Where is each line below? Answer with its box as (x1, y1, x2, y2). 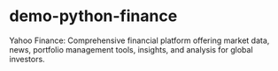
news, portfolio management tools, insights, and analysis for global (9, 44, 254, 54)
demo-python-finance (9, 6, 178, 26)
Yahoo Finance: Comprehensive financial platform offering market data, (9, 35, 270, 46)
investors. (9, 53, 46, 64)
